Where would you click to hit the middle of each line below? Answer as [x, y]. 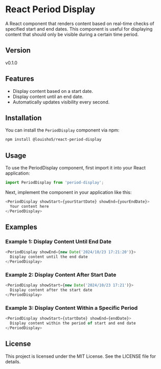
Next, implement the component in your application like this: [68, 192]
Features [20, 79]
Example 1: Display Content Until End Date [58, 241]
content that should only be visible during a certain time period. [72, 34]
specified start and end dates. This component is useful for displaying [79, 29]
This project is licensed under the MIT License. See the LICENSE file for [81, 356]
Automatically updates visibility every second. [61, 102]
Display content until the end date [49, 257]
